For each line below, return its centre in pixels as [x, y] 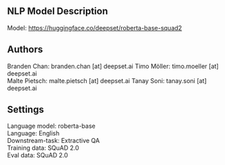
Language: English [33, 133]
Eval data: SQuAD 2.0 [38, 155]
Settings [26, 110]
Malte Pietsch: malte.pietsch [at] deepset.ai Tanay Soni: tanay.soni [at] [107, 80]
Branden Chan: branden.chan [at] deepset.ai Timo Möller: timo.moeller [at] [113, 66]
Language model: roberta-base [51, 126]
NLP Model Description [58, 11]
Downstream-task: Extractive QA [53, 141]
